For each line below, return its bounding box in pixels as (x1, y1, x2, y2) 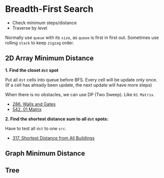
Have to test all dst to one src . (5, 125, 67, 131)
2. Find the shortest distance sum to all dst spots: (5, 116, 109, 122)
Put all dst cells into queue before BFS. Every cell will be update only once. (5, 76, 158, 82)
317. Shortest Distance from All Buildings (12, 135, 95, 141)
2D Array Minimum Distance (5, 54, 94, 63)
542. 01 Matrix (12, 106, 42, 112)
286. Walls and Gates (12, 101, 56, 107)
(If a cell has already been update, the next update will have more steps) (5, 82, 152, 88)
